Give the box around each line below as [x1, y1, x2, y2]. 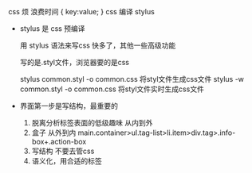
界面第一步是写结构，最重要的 [19, 102, 118, 110]
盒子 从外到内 [31, 128, 77, 137]
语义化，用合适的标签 [31, 156, 102, 165]
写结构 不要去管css [31, 146, 95, 156]
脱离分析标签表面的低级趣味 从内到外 [31, 118, 153, 127]
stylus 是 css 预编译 [19, 24, 85, 33]
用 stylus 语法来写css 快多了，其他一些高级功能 [19, 40, 176, 50]
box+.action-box [31, 137, 87, 146]
